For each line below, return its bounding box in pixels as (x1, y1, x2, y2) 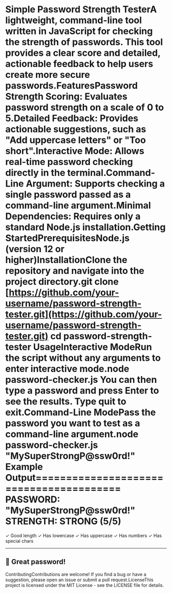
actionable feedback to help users (5, 58, 154, 70)
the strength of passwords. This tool (5, 36, 163, 48)
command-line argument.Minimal (5, 200, 151, 211)
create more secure (5, 69, 91, 80)
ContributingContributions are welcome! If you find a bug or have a (5, 571, 147, 577)
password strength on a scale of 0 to (5, 101, 164, 113)
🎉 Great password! (5, 558, 66, 566)
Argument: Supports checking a (26, 178, 165, 190)
